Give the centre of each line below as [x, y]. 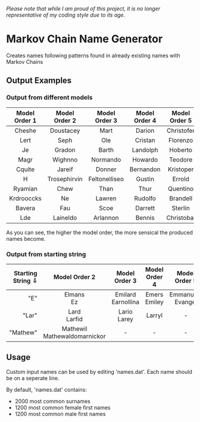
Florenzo [181, 140]
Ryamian [25, 188]
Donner [106, 169]
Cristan [145, 140]
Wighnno [65, 159]
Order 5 [181, 120]
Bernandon [145, 169]
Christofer [181, 131]
